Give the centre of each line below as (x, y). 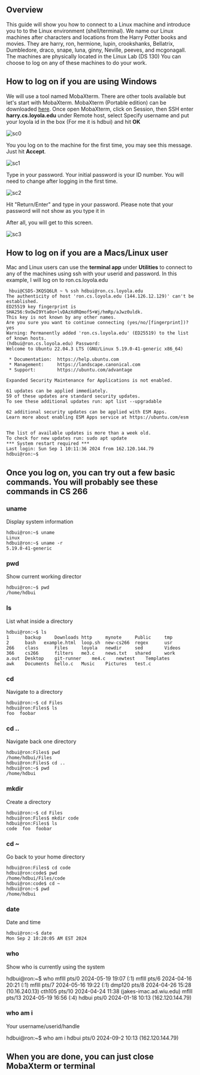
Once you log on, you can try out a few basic (91, 472)
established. (22, 302)
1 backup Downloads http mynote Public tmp (89, 637)
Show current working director (44, 577)
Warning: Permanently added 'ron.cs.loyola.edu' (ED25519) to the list (97, 333)
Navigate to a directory (34, 692)
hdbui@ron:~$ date (29, 933)
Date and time (23, 922)
